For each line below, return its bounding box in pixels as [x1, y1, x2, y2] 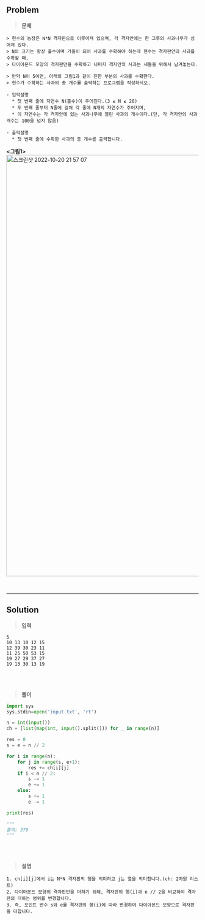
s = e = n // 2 [6, 742, 45, 748]
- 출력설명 [6, 129, 29, 135]
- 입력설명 [6, 91, 29, 97]
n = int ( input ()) [6, 720, 51, 726]
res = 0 [6, 737, 26, 743]
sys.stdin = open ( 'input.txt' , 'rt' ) [6, 709, 97, 715]
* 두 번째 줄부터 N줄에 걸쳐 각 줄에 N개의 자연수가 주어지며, [12, 104, 146, 111]
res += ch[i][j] [28, 764, 70, 771]
